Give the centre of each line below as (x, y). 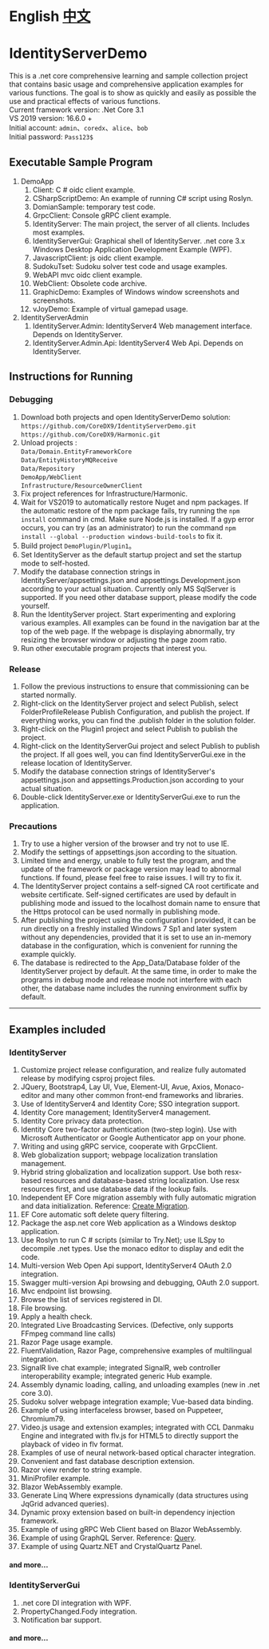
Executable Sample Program (81, 162)
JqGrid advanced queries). (65, 1503)
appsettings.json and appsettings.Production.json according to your (132, 780)
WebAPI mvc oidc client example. (87, 275)
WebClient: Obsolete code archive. (89, 283)
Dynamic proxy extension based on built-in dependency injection (128, 1512)
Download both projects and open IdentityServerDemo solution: (125, 416)
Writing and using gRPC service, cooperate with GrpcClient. (119, 1146)
